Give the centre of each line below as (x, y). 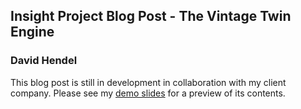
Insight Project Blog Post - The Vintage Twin (151, 16)
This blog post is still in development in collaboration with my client (148, 82)
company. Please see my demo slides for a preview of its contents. (148, 93)
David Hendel (44, 61)
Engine (32, 32)
